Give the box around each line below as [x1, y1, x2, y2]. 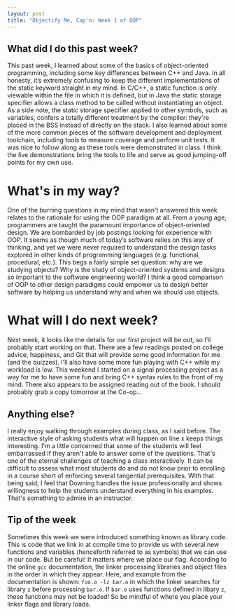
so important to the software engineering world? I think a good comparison [7, 273, 223, 281]
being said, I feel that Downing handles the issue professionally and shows [7, 479, 222, 487]
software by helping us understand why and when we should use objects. [7, 288, 220, 297]
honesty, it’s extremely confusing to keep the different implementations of [7, 76, 220, 85]
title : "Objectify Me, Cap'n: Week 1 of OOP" [7, 17, 142, 24]
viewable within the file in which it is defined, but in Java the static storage [7, 91, 222, 100]
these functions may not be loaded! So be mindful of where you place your [7, 592, 223, 600]
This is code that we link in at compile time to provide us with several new [7, 540, 220, 548]
